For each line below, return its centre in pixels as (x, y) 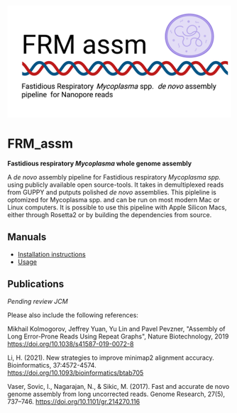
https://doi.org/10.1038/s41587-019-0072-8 (71, 343)
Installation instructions (52, 254)
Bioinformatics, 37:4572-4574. (52, 365)
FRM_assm (40, 144)
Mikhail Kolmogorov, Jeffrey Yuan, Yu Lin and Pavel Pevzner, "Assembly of (116, 329)
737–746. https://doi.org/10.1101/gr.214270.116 (74, 401)
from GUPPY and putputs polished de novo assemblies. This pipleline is (112, 192)
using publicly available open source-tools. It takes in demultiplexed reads (116, 185)
